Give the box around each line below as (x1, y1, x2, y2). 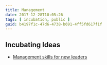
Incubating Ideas (5, 40, 61, 49)
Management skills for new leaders (12, 54, 87, 60)
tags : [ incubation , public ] (5, 17, 70, 22)
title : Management (5, 7, 45, 13)
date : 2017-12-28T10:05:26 (5, 12, 63, 17)
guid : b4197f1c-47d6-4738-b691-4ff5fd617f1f (5, 21, 102, 27)
